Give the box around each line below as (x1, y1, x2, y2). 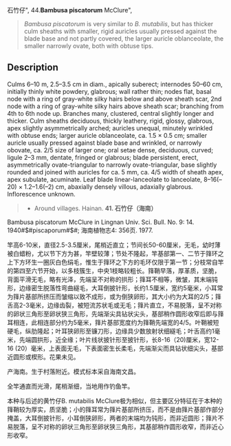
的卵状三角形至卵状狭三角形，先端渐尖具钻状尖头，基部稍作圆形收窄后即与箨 (7, 310, 224, 318)
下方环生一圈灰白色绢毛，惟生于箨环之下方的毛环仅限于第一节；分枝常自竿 (12, 258, 224, 266)
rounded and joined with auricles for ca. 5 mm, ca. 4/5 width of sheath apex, (7, 168, 224, 176)
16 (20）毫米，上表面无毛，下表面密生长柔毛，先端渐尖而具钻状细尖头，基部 (7, 344, 223, 352)
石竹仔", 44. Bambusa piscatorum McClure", (7, 6, 133, 14)
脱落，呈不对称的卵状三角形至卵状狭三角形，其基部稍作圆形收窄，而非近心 (12, 423, 224, 431)
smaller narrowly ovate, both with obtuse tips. (23, 42, 154, 50)
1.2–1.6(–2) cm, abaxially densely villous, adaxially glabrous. (23, 182, 194, 191)
